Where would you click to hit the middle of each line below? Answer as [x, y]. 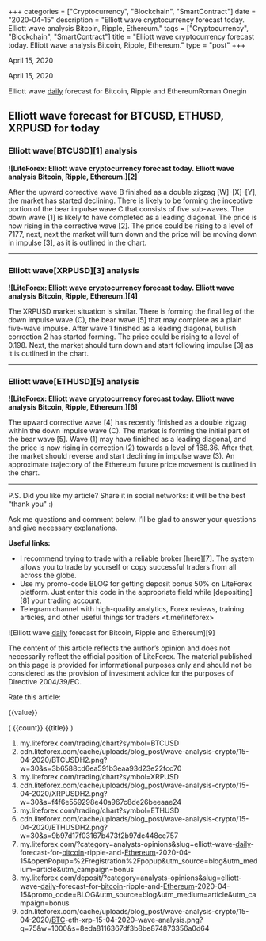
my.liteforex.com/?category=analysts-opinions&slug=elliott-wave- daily [135, 844]
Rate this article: [34, 697]
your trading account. [66, 600]
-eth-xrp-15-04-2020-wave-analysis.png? [134, 920]
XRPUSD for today [54, 129]
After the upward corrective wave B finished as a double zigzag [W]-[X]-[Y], [133, 192]
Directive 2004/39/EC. [45, 682]
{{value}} [23, 713]
